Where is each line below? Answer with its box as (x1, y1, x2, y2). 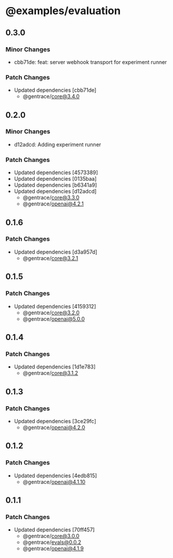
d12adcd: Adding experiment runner (13, 141, 101, 148)
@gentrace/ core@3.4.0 (22, 93, 80, 100)
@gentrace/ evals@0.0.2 (22, 539, 82, 546)
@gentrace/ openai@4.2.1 (22, 200, 84, 207)
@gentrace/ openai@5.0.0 (22, 315, 85, 322)
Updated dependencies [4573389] (13, 169, 98, 176)
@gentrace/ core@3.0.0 (22, 533, 80, 540)
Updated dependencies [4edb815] (13, 472, 97, 479)
